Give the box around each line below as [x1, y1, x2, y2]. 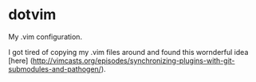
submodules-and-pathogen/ [8, 64, 102, 73]
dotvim [8, 6, 57, 24]
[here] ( [8, 56, 33, 65]
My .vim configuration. [8, 32, 82, 41]
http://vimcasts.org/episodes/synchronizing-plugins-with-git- [32, 56, 235, 65]
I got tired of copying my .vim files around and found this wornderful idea [8, 47, 249, 57]
